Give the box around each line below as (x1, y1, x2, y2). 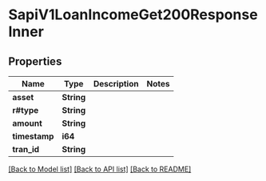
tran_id (12, 144, 40, 155)
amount (12, 118, 42, 129)
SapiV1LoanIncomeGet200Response (8, 6, 258, 24)
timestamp (12, 131, 54, 142)
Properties (8, 54, 62, 68)
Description (93, 78, 139, 89)
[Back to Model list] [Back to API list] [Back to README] (8, 164, 192, 174)
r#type (12, 105, 39, 115)
